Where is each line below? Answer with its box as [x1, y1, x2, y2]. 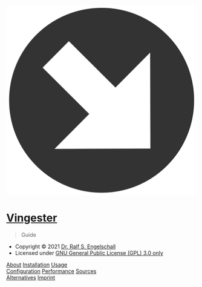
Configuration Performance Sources [6, 267, 97, 274]
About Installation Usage [6, 261, 68, 268]
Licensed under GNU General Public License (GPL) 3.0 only [15, 249, 163, 256]
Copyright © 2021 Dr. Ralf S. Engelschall [15, 243, 116, 250]
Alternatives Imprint [6, 274, 56, 281]
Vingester [6, 211, 57, 225]
